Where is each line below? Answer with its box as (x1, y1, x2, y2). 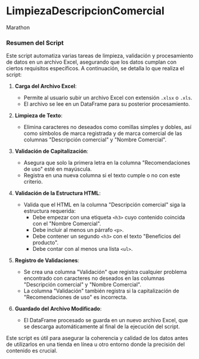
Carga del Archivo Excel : (14, 83, 77, 90)
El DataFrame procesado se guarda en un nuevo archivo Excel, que (23, 317, 188, 324)
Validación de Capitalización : (14, 147, 89, 155)
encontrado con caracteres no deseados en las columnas (23, 275, 165, 282)
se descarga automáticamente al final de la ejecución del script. (23, 323, 180, 330)
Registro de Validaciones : (14, 257, 80, 264)
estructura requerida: (23, 207, 76, 215)
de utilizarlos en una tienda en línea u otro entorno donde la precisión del (6, 341, 185, 348)
